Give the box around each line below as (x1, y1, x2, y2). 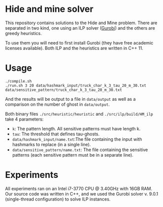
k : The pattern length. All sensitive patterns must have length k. (12, 125, 141, 131)
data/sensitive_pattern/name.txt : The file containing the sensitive (12, 147, 148, 153)
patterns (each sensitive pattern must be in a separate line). (12, 152, 134, 158)
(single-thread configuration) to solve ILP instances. (5, 196, 111, 202)
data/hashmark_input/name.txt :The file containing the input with (12, 136, 142, 142)
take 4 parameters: (5, 116, 44, 122)
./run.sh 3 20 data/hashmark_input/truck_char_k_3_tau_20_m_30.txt (5, 83, 147, 88)
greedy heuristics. (5, 30, 42, 36)
